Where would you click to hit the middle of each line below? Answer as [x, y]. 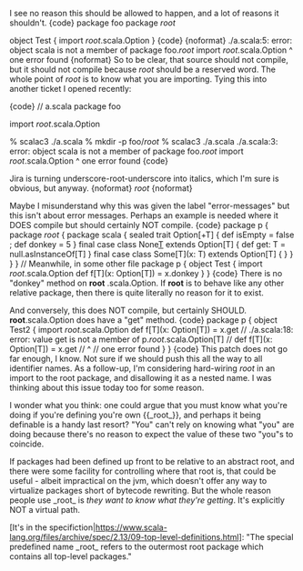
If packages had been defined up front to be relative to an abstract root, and [152, 461]
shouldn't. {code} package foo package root [92, 23]
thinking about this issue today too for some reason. [107, 387]
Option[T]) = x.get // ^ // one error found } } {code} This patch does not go [149, 349]
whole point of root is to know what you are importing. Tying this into [138, 79]
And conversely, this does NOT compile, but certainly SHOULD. [128, 310]
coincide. [27, 444]
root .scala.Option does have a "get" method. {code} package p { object [143, 320]
